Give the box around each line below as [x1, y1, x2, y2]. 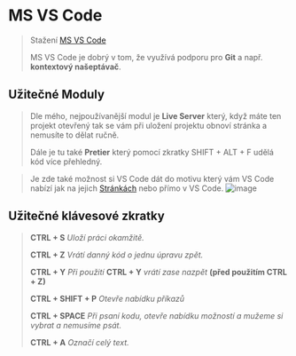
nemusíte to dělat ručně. [29, 130, 120, 140]
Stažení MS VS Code [29, 35, 107, 45]
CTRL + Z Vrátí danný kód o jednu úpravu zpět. [29, 249, 204, 260]
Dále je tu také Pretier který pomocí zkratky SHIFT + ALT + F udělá [29, 146, 274, 157]
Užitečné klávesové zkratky [8, 209, 165, 224]
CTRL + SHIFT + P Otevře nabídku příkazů [29, 293, 185, 304]
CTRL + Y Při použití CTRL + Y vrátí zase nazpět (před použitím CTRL [29, 266, 287, 277]
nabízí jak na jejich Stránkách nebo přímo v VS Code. [29, 183, 224, 194]
